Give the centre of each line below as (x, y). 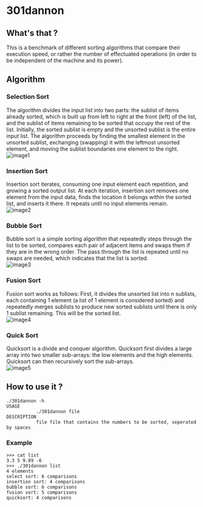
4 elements (20, 471)
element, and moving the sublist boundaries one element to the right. (92, 149)
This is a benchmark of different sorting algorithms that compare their (93, 47)
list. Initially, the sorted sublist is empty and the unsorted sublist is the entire (101, 129)
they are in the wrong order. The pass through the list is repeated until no (98, 252)
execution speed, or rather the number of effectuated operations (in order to (101, 54)
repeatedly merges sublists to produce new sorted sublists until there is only (101, 307)
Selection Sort (28, 97)
